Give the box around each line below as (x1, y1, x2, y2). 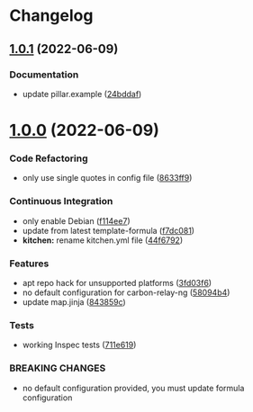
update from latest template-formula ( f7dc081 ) (22, 225, 195, 236)
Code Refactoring (9, 152, 88, 165)
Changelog (9, 5, 94, 26)
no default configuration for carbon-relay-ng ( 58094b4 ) (22, 287, 230, 298)
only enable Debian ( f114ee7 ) (22, 215, 131, 226)
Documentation (9, 68, 79, 81)
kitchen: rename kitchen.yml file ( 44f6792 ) (22, 235, 183, 246)
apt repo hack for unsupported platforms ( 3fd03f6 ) (22, 277, 212, 288)
